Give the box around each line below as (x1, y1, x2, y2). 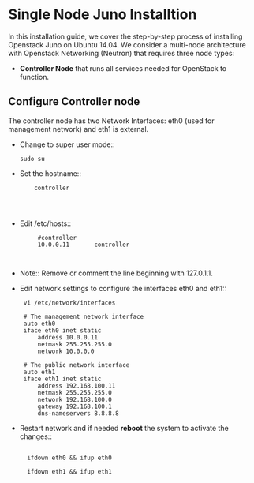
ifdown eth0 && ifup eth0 (27, 454, 112, 462)
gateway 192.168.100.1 (37, 402, 112, 410)
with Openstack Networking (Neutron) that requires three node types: (8, 48, 235, 58)
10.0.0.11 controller (37, 241, 130, 249)
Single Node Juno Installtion (8, 6, 197, 24)
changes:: (19, 432, 53, 441)
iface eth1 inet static (23, 375, 102, 383)
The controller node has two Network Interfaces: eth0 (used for (8, 116, 215, 125)
